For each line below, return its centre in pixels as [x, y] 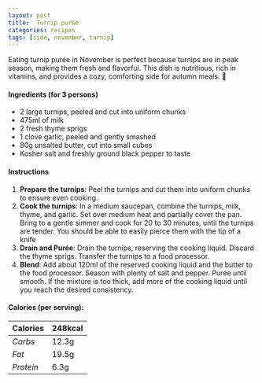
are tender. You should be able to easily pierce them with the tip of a [130, 231]
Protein [26, 366]
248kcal [67, 328]
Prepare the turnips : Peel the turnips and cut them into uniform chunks [135, 189]
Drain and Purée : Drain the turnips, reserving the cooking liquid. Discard [137, 248]
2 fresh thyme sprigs [53, 129]
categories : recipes [42, 30]
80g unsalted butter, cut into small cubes [86, 145]
